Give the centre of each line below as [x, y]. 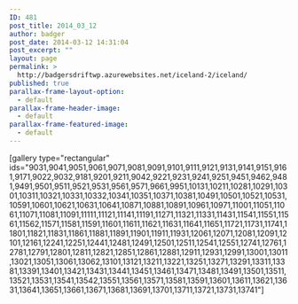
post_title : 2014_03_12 [53, 26]
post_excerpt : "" [41, 51]
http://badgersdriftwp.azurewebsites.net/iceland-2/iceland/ [133, 75]
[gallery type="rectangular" [59, 158]
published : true [39, 83]
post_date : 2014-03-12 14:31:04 [69, 42]
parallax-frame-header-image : [65, 108]
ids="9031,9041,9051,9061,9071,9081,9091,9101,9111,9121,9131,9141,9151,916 [148, 167]
